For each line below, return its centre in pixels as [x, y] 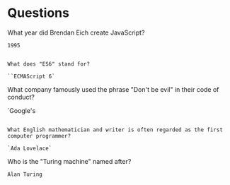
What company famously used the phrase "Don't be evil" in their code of [113, 89]
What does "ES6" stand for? [49, 64]
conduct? [21, 97]
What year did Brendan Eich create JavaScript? [76, 32]
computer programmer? [39, 136]
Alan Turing [25, 174]
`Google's [22, 110]
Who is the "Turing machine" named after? [69, 161]
